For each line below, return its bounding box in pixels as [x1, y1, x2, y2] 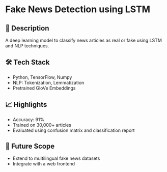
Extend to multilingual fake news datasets [12, 155, 100, 161]
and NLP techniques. [5, 43, 49, 49]
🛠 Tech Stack [5, 58, 50, 67]
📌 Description [5, 24, 49, 33]
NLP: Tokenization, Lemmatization [12, 79, 85, 85]
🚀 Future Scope [5, 142, 55, 151]
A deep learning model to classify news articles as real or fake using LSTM [5, 37, 162, 43]
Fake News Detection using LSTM [5, 4, 151, 15]
